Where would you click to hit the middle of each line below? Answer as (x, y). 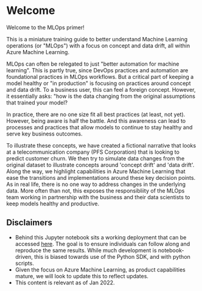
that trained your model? (37, 102)
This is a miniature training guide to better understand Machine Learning (97, 39)
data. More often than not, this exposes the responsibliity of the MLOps (96, 190)
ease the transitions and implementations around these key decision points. (101, 177)
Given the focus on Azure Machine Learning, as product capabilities (100, 269)
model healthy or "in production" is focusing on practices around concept (99, 83)
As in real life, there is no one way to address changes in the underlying (96, 184)
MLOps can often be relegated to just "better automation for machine (93, 64)
